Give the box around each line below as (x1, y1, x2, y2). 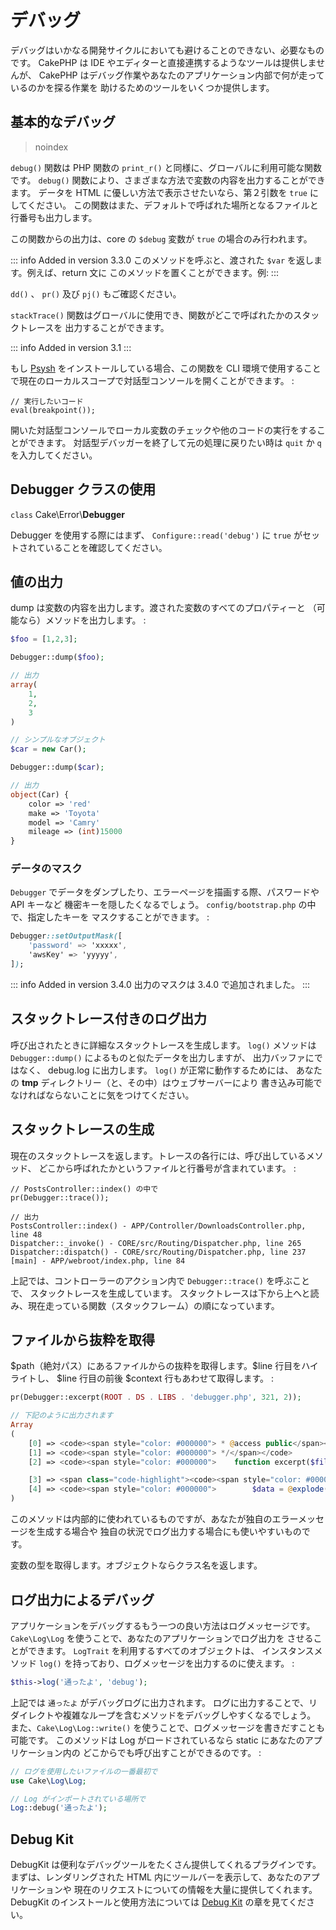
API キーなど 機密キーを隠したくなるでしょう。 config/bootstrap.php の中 (10, 899, 317, 911)
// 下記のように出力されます (10, 1411, 114, 1421)
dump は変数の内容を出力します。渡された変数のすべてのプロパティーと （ (10, 602, 317, 614)
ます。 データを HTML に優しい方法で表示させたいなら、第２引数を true (10, 186, 308, 198)
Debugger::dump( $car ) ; (10, 762, 105, 773)
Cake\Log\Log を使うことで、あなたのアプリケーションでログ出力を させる (10, 1632, 314, 1644)
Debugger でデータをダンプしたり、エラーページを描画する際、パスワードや (10, 886, 320, 898)
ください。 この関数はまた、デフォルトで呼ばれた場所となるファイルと (27, 199, 319, 211)
